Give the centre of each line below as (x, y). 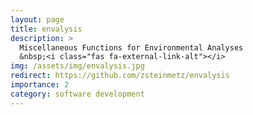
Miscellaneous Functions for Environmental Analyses (131, 47)
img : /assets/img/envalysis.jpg (77, 66)
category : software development (77, 94)
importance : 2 (40, 85)
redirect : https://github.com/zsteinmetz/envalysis (120, 76)
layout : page (37, 19)
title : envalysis (46, 29)
